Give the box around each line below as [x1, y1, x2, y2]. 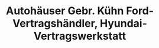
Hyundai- [99, 17, 148, 30]
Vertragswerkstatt [33, 30, 126, 43]
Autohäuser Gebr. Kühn [6, 4, 124, 18]
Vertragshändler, [12, 17, 98, 30]
